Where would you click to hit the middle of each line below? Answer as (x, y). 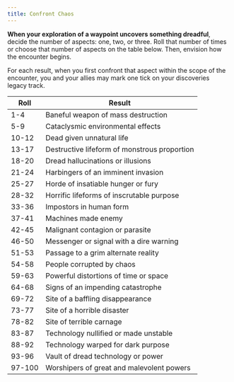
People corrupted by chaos (90, 264)
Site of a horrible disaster (87, 310)
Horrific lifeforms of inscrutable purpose (112, 195)
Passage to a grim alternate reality (102, 253)
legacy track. (26, 85)
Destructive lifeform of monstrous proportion (120, 149)
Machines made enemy (84, 218)
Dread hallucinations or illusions (98, 161)
